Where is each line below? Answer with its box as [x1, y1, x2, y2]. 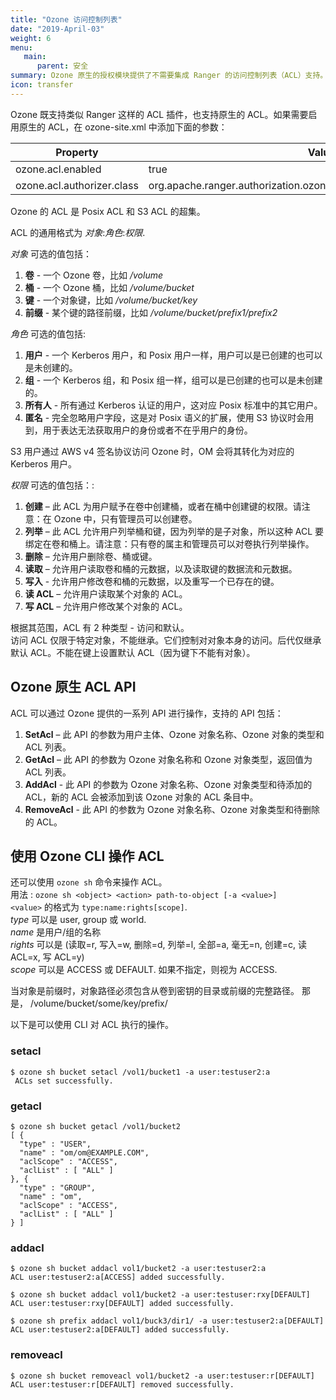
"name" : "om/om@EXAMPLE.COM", [19, 1147, 150, 1158]
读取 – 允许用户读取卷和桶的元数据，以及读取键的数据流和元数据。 [24, 562, 298, 575]
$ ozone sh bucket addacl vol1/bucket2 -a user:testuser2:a [10, 1264, 267, 1274]
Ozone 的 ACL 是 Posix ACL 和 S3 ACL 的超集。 [10, 205, 206, 217]
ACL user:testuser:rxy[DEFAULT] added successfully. [10, 1299, 235, 1309]
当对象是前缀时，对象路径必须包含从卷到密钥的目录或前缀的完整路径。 [10, 985, 300, 997]
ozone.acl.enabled [15, 162, 102, 176]
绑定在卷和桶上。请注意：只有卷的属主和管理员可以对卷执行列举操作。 [24, 537, 315, 550]
